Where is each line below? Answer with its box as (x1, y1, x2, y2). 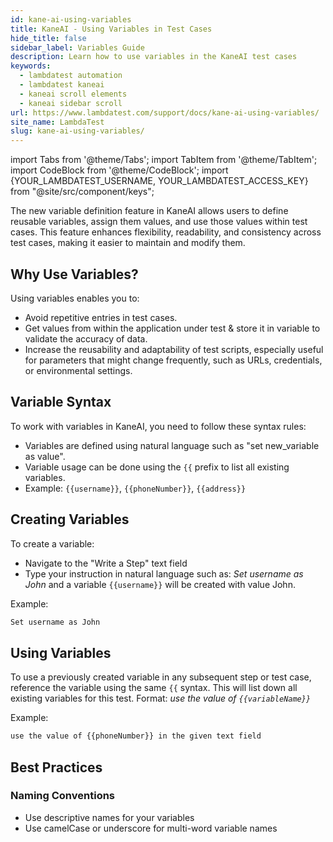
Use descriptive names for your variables (24, 811, 195, 823)
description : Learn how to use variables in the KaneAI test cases (10, 52, 298, 62)
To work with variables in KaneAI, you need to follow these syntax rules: (10, 420, 307, 432)
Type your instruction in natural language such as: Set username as (24, 567, 304, 580)
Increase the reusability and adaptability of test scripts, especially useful (24, 343, 324, 355)
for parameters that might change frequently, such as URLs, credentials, (24, 354, 323, 366)
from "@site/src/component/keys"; (10, 186, 155, 198)
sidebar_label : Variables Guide (10, 42, 145, 53)
